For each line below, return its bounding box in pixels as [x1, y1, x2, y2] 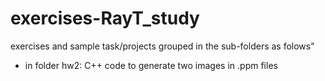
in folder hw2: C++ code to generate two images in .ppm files [24, 59, 278, 71]
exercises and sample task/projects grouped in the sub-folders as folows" [10, 40, 315, 52]
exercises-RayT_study [10, 7, 200, 30]
